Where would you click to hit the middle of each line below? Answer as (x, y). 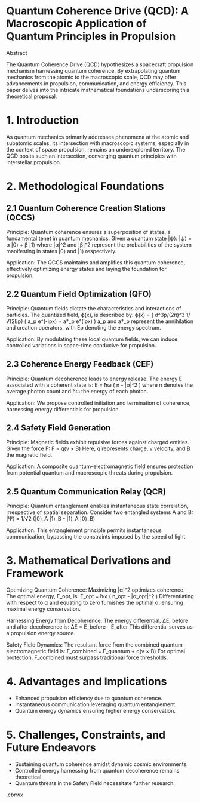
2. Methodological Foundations (85, 187)
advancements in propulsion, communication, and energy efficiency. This (96, 83)
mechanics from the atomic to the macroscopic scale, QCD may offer (91, 77)
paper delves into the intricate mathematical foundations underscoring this (98, 90)
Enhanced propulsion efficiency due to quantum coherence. (89, 698)
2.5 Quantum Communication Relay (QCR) (86, 492)
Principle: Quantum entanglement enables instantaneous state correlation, (98, 506)
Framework (35, 573)
